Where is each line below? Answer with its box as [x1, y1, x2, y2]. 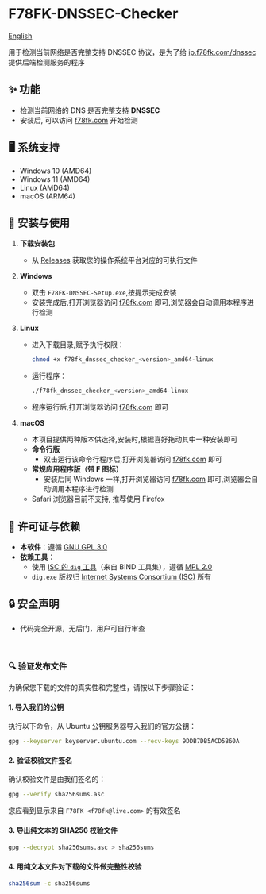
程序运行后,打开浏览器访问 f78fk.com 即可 [31, 403, 169, 412]
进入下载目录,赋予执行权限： [31, 340, 125, 349]
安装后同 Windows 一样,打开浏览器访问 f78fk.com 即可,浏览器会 [43, 474, 252, 484]
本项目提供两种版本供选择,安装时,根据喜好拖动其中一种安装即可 [31, 434, 238, 445]
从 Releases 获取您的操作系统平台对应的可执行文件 [31, 256, 198, 265]
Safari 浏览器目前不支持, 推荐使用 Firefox [31, 494, 165, 504]
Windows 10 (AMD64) [19, 166, 92, 175]
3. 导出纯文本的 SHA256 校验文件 [8, 825, 118, 834]
